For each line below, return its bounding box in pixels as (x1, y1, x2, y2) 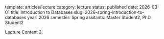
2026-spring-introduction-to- (85, 9, 144, 15)
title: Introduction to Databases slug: (10, 9, 84, 15)
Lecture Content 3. (5, 29, 43, 35)
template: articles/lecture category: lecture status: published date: (5, 4, 139, 10)
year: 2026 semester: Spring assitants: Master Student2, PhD (27, 15, 151, 20)
